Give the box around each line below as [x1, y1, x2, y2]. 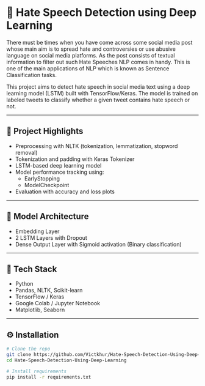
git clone [6, 352, 32, 358]
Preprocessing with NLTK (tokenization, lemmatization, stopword [15, 142, 178, 149]
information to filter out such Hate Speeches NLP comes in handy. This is [6, 58, 190, 65]
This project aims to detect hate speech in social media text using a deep [6, 83, 190, 91]
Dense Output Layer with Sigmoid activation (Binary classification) [15, 240, 182, 248]
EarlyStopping [24, 174, 60, 182]
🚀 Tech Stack [6, 264, 57, 274]
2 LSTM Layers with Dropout [15, 234, 87, 241]
